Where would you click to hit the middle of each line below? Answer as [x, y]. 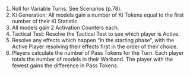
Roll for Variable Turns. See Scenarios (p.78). [67, 9]
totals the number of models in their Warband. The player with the [92, 59]
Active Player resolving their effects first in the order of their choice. [95, 46]
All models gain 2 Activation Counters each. [65, 27]
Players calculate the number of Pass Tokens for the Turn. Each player [98, 53]
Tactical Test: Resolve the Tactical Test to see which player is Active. [96, 34]
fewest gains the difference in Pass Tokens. [65, 65]
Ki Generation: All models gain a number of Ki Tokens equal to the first [98, 15]
